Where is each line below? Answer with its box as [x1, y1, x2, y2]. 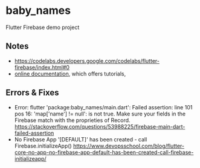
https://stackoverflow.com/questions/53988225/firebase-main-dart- [14, 123, 185, 130]
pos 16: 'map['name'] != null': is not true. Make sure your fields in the [14, 110, 186, 117]
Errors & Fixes [5, 88, 59, 98]
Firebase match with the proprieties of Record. [14, 116, 131, 124]
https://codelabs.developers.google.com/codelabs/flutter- [14, 57, 160, 64]
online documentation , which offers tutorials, [14, 70, 126, 77]
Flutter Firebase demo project [5, 24, 80, 31]
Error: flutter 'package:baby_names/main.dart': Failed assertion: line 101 [14, 103, 193, 111]
